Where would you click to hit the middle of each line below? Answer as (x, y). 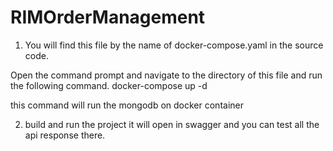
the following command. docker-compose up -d (109, 85)
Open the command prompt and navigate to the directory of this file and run (166, 75)
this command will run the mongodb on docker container (127, 105)
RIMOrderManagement (108, 17)
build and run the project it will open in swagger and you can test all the (172, 124)
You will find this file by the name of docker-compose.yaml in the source (174, 45)
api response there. (65, 135)
